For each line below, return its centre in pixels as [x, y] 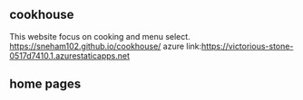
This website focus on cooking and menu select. [100, 36]
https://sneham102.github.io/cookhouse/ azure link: [106, 46]
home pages [45, 84]
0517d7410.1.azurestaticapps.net [69, 55]
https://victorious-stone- [247, 46]
